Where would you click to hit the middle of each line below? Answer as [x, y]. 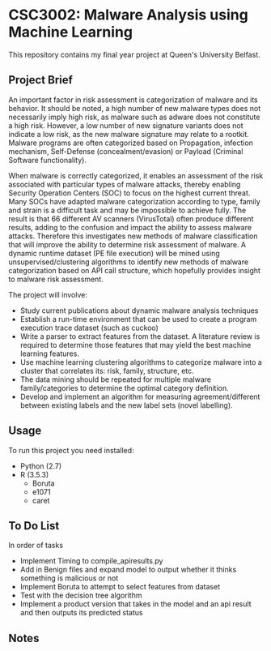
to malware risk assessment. [56, 279]
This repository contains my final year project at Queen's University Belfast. [134, 54]
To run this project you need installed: [72, 450]
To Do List [34, 526]
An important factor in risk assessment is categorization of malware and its [133, 100]
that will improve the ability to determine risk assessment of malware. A [127, 244]
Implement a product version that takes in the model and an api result [136, 604]
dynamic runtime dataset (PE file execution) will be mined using [114, 253]
